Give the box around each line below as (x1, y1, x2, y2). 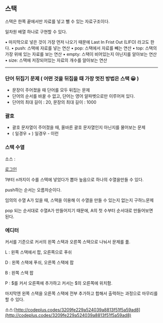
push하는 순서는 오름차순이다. (5, 187, 62, 193)
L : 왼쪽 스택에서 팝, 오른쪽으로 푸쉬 (5, 249, 72, 255)
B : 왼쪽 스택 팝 (5, 270, 34, 275)
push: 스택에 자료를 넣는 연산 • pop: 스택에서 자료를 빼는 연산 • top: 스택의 (15, 45, 157, 51)
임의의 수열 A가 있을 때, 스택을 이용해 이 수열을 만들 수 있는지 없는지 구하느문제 (5, 197, 154, 203)
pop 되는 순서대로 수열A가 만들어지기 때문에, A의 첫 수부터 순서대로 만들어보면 (5, 207, 153, 213)
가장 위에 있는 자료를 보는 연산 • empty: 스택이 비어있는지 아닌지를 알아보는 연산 (5, 51, 157, 57)
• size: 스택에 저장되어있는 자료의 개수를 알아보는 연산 (5, 57, 108, 63)
